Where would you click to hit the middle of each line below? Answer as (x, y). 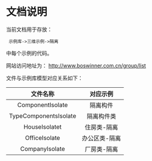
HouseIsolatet (42, 126)
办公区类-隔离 (101, 138)
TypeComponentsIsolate (43, 116)
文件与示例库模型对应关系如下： (44, 78)
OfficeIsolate (43, 138)
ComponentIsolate (43, 105)
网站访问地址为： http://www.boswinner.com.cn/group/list (76, 66)
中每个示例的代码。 (29, 53)
